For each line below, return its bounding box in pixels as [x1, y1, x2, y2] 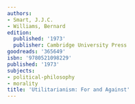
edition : [7, 29, 32, 36]
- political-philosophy [7, 73, 75, 81]
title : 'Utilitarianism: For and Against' [7, 86, 130, 93]
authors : [7, 10, 32, 17]
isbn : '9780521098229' [7, 55, 72, 62]
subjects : [7, 67, 36, 74]
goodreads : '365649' [7, 49, 66, 55]
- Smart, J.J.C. [7, 16, 53, 23]
